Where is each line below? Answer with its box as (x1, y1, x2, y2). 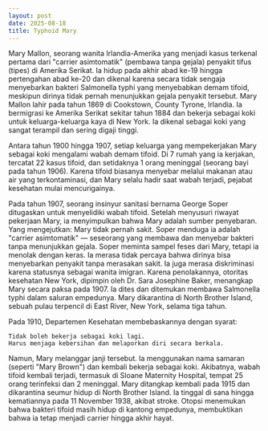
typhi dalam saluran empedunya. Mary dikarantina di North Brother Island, (8, 293, 253, 303)
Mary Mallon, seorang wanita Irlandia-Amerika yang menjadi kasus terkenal (8, 49, 258, 59)
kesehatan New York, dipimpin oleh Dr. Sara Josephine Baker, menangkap (8, 276, 254, 286)
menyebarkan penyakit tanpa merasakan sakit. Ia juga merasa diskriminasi (8, 258, 254, 269)
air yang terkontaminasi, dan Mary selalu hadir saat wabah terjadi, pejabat (8, 175, 253, 185)
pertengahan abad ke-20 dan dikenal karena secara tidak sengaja (8, 74, 226, 84)
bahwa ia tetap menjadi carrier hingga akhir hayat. (8, 413, 174, 423)
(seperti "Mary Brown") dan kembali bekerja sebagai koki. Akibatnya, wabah (8, 362, 261, 372)
